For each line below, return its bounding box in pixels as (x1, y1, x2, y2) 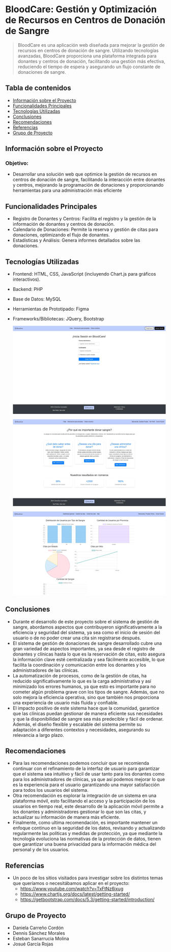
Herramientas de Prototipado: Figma (12, 306, 89, 312)
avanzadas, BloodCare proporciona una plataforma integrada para (17, 52, 157, 59)
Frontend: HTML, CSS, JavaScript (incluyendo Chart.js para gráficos (12, 271, 156, 277)
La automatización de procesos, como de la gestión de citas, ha (12, 672, 147, 678)
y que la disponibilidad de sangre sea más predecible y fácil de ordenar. (12, 716, 164, 722)
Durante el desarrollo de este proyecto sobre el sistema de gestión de (12, 618, 159, 624)
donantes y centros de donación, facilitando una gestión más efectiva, (17, 58, 165, 64)
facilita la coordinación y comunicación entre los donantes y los (12, 662, 147, 668)
